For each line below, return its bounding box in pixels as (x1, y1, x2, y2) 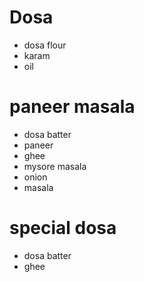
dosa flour (23, 39, 67, 51)
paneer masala (9, 96, 136, 118)
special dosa (9, 217, 117, 240)
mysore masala (23, 160, 87, 172)
